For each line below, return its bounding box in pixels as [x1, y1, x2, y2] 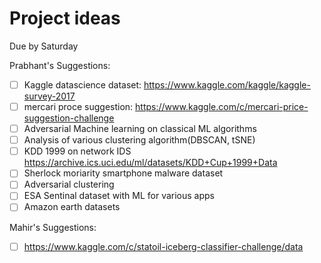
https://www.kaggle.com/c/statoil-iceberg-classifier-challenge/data [23, 240, 304, 252]
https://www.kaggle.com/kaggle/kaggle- [143, 78, 311, 91]
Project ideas [9, 7, 121, 30]
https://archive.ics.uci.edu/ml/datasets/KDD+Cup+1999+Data [23, 157, 278, 169]
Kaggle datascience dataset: [23, 78, 142, 91]
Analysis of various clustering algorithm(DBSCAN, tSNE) [23, 134, 256, 146]
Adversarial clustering [23, 178, 115, 191]
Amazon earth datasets [23, 201, 121, 213]
